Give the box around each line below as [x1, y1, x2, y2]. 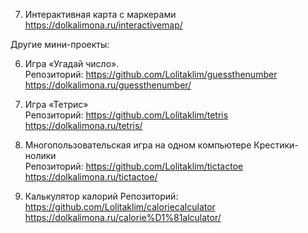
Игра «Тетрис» [24, 99, 89, 110]
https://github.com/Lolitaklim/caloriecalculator [24, 201, 216, 213]
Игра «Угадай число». [24, 58, 120, 69]
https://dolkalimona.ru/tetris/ [24, 120, 143, 131]
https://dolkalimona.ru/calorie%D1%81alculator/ [24, 212, 222, 223]
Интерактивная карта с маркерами [24, 9, 177, 20]
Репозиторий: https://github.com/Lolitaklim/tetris [24, 109, 229, 121]
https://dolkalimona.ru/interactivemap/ [24, 19, 183, 31]
